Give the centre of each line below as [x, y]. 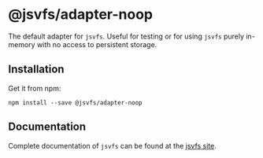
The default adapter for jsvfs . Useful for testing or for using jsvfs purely [126, 36]
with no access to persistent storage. [97, 44]
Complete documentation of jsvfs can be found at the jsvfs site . [112, 145]
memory [22, 44]
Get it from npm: [35, 88]
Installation [36, 70]
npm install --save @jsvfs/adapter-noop [76, 103]
